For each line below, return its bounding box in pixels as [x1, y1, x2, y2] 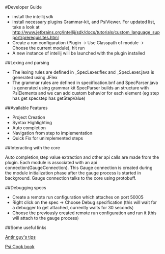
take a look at [12, 24, 40, 30]
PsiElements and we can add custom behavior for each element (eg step [12, 90, 160, 96]
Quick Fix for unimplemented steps [12, 135, 83, 141]
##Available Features [5, 105, 48, 111]
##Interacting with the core [5, 145, 60, 150]
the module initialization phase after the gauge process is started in [5, 170, 141, 176]
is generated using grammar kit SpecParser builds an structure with [12, 85, 149, 90]
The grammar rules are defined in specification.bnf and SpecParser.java [12, 80, 158, 85]
